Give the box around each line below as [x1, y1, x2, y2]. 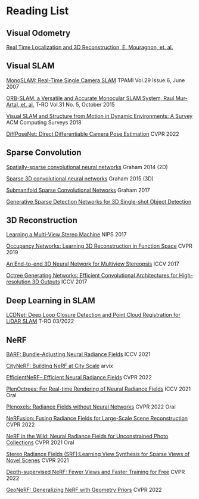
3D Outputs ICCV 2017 [32, 278, 88, 285]
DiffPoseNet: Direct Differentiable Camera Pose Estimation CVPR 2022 [6, 130, 180, 138]
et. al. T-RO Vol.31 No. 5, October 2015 [20, 101, 115, 108]
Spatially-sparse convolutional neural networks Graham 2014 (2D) [6, 163, 168, 170]
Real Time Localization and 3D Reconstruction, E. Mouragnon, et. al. [6, 43, 173, 51]
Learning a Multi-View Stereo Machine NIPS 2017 [6, 231, 127, 238]
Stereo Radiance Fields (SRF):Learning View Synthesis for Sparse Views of [6, 451, 190, 458]
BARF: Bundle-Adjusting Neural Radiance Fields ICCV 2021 [6, 351, 151, 358]
